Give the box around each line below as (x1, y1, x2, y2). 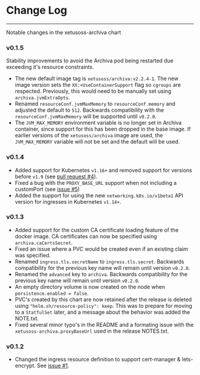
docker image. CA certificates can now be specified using (14, 232, 157, 240)
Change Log (6, 4, 67, 17)
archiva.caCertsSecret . (14, 239, 73, 246)
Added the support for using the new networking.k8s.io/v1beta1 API (14, 191, 183, 199)
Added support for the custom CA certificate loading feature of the (14, 226, 179, 234)
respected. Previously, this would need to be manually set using (14, 87, 171, 95)
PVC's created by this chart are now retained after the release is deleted (14, 295, 192, 303)
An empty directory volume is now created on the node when (14, 283, 165, 290)
